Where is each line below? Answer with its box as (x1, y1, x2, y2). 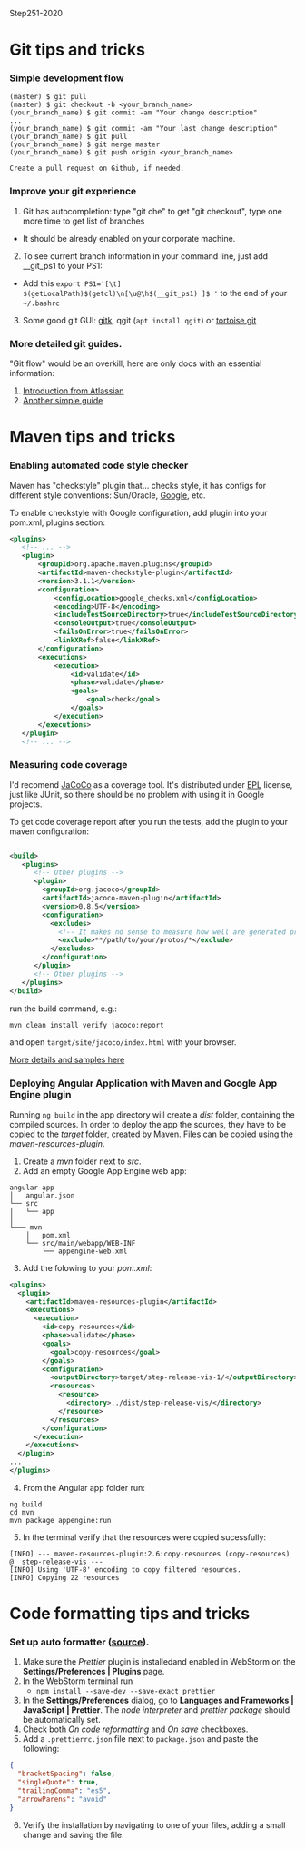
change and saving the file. (22, 1829, 124, 1840)
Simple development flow (9, 72, 124, 84)
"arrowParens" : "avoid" (17, 1794, 107, 1804)
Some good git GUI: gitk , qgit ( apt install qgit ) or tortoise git (22, 314, 257, 325)
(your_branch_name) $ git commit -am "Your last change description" (9, 124, 279, 134)
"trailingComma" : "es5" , (17, 1786, 112, 1795)
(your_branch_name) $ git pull (9, 132, 128, 142)
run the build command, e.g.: (9, 1003, 118, 1014)
